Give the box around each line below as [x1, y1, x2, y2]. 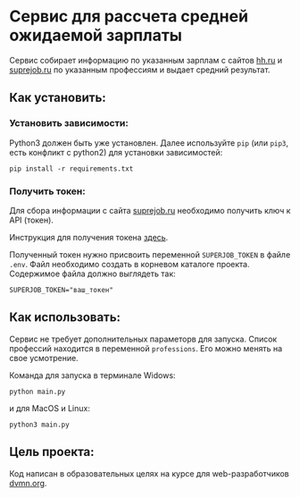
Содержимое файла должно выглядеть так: [9, 268, 176, 279]
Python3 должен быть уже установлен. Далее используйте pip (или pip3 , [9, 137, 288, 148]
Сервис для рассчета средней [9, 6, 248, 27]
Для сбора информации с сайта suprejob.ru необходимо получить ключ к [9, 205, 291, 215]
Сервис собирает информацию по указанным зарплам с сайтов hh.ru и [9, 55, 283, 65]
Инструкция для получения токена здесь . [9, 232, 169, 242]
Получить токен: [9, 185, 87, 198]
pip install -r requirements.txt [9, 164, 134, 173]
